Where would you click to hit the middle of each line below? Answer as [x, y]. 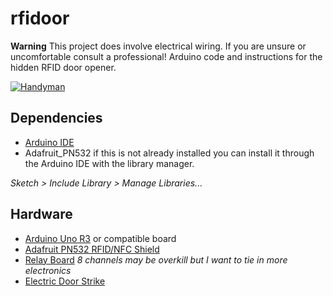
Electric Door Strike [65, 281]
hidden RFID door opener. [63, 67]
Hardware [41, 214]
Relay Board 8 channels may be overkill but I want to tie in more [156, 259]
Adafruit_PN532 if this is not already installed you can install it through [169, 153]
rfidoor [40, 18]
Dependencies [56, 118]
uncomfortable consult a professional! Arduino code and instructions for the [166, 56]
